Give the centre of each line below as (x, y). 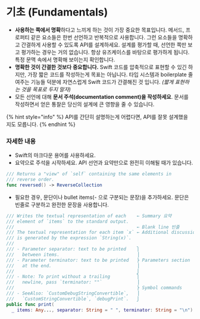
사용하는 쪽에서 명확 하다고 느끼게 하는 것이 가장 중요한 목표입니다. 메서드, (99, 30)
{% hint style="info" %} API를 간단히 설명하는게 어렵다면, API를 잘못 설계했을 (97, 117)
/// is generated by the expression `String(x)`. (69, 238)
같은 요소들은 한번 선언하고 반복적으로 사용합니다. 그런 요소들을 (104, 37)
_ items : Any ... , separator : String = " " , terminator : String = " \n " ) (102, 310)
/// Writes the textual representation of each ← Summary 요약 (89, 216)
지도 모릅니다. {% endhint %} (41, 124)
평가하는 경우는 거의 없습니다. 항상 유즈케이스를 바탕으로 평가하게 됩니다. (105, 52)
